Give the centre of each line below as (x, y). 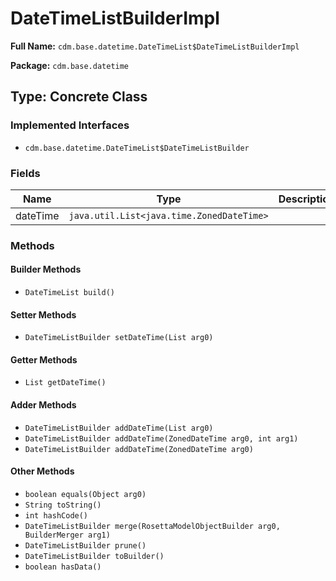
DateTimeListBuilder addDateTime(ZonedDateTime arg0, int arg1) (161, 438)
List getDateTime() (65, 383)
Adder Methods (43, 405)
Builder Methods (46, 269)
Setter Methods (43, 314)
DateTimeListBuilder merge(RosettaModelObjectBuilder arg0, (152, 526)
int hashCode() (56, 515)
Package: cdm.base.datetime (70, 65)
